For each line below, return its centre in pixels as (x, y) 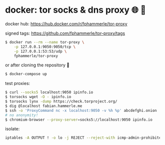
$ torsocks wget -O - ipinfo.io (38, 97)
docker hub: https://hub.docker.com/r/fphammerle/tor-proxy (66, 23)
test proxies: (18, 83)
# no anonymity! (22, 115)
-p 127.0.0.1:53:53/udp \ (41, 51)
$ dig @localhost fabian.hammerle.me (44, 106)
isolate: (13, 129)
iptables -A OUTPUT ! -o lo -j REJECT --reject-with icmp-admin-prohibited (84, 138)
